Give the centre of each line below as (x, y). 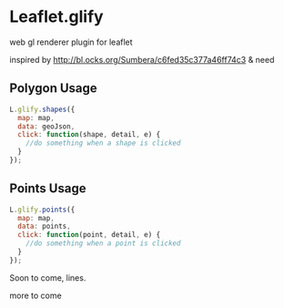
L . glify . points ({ (42, 210)
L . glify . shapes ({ (42, 109)
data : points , (44, 226)
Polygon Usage (53, 88)
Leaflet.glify (56, 17)
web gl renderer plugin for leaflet (71, 42)
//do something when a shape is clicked (103, 143)
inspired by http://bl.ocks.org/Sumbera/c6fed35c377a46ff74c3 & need (142, 59)
